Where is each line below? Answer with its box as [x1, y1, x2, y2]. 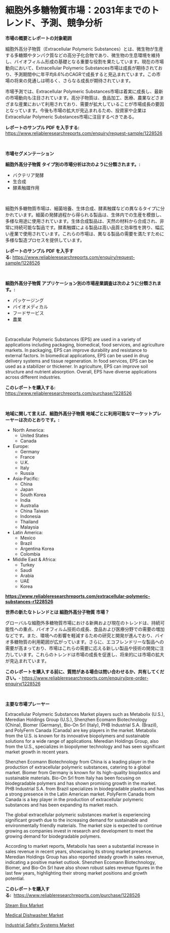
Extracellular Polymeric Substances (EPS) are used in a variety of [5, 336, 142, 342]
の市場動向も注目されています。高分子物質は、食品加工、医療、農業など [5, 94, 155, 100]
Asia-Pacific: [12, 475, 39, 481]
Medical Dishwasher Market [5, 912, 64, 918]
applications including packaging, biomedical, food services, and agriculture [5, 341, 164, 348]
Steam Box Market [5, 902, 44, 908]
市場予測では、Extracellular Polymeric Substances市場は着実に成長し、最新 [5, 88, 163, 94]
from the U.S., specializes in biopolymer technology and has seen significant [5, 743, 165, 749]
